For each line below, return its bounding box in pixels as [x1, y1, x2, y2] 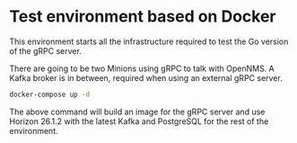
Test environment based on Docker [9, 6, 276, 27]
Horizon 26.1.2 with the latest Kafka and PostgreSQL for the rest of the [9, 115, 269, 127]
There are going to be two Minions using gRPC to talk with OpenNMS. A [9, 63, 275, 74]
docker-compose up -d [9, 90, 91, 99]
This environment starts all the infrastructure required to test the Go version [9, 36, 289, 47]
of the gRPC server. [9, 45, 83, 56]
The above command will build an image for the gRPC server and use [9, 106, 266, 117]
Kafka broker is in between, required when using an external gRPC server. [9, 72, 283, 83]
